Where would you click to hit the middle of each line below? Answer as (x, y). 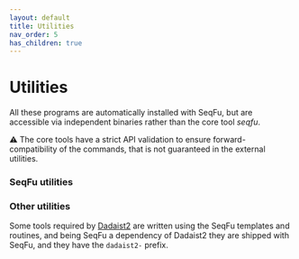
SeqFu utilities (41, 182)
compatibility (33, 149)
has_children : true (46, 43)
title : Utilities (42, 26)
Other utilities (40, 207)
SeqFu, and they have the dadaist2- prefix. (89, 245)
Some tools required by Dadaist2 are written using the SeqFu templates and (149, 226)
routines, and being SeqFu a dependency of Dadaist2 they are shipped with (149, 236)
